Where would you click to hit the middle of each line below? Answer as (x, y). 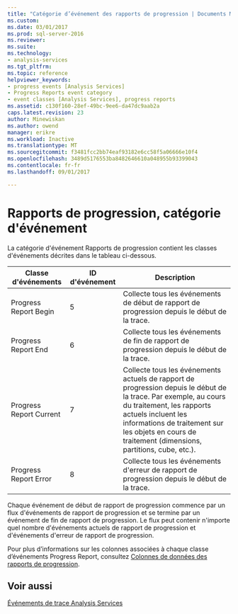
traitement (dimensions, (162, 440)
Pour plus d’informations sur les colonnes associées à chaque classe (108, 549)
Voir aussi (30, 586)
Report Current (36, 414)
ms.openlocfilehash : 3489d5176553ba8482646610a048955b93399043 (103, 159)
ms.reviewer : (27, 40)
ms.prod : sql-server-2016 (45, 34)
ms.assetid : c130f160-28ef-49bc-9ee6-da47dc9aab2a (84, 106)
